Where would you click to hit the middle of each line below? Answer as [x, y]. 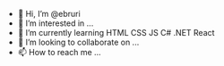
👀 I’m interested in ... [56, 23]
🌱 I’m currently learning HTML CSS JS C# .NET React [116, 33]
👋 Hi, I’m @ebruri [49, 14]
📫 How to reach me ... [59, 52]
